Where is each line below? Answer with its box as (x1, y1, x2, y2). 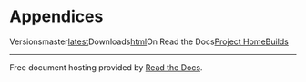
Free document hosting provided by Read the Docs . (9, 61, 203, 73)
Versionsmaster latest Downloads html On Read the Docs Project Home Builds (9, 36, 289, 47)
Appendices (9, 6, 104, 27)
